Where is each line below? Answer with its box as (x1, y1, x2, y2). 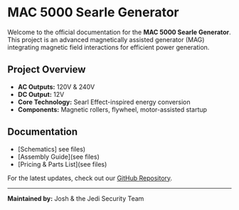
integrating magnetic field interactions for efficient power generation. (7, 43, 210, 51)
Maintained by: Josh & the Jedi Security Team (7, 194, 144, 203)
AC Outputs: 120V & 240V (17, 83, 95, 91)
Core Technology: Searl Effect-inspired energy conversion (17, 98, 191, 106)
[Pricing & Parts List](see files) (17, 159, 107, 168)
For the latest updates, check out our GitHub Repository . (7, 174, 173, 182)
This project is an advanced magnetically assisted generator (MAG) (7, 35, 205, 43)
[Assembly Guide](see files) (17, 152, 100, 161)
